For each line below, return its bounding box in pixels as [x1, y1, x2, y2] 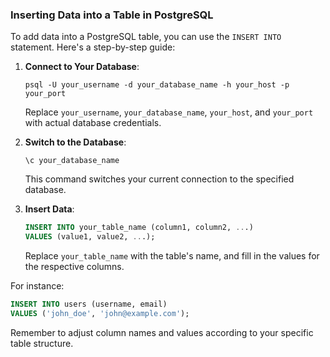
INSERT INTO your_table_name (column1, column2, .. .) [24, 223, 254, 233]
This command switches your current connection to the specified [24, 173, 295, 185]
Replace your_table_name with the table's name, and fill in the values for [24, 250, 320, 262]
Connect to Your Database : [24, 61, 140, 73]
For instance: [10, 280, 65, 292]
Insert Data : [24, 203, 75, 215]
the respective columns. [24, 261, 125, 273]
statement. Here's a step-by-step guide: [10, 41, 176, 53]
